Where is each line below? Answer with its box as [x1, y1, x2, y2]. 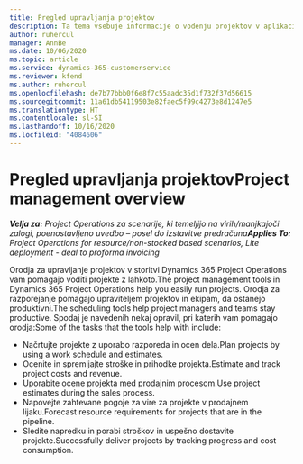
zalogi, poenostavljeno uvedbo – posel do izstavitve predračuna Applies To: [9, 227, 291, 239]
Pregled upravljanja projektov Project [9, 169, 290, 190]
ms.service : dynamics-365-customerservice [9, 64, 171, 73]
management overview [9, 188, 187, 209]
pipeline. [22, 415, 55, 426]
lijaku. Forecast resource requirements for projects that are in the [22, 406, 262, 417]
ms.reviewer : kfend [9, 72, 83, 81]
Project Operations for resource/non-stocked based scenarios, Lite [9, 237, 260, 248]
